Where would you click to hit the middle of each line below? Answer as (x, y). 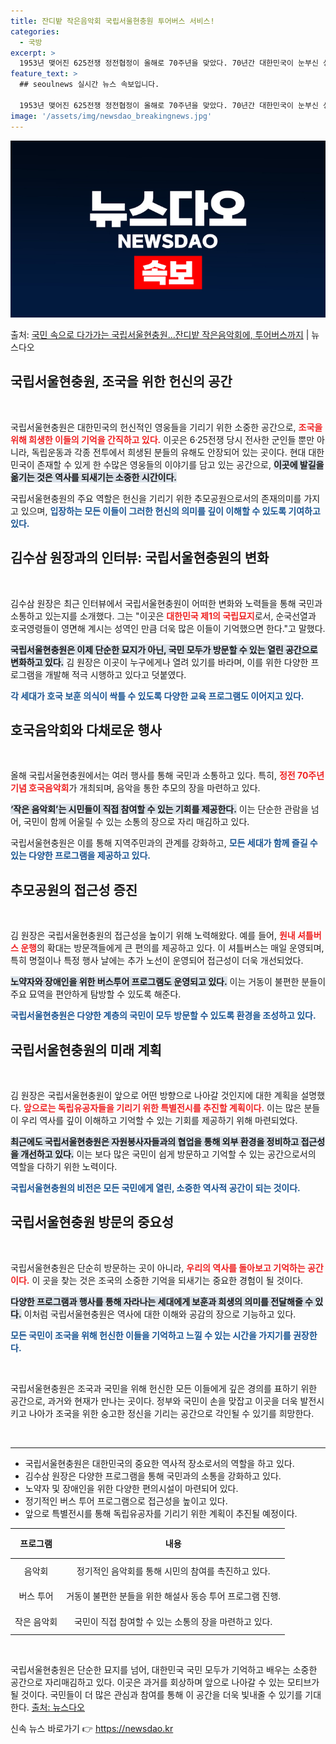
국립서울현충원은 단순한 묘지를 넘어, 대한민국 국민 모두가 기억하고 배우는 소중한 (164, 1669)
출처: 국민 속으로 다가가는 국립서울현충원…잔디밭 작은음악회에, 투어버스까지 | (160, 334)
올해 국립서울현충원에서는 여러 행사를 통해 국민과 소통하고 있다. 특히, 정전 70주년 (167, 776)
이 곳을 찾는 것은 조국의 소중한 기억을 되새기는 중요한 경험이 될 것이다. (167, 1280)
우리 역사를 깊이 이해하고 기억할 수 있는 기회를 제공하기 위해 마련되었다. (159, 1121)
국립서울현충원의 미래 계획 (86, 1050)
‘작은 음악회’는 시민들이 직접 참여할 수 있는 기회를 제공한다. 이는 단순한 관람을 (159, 809)
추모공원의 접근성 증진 (74, 890)
